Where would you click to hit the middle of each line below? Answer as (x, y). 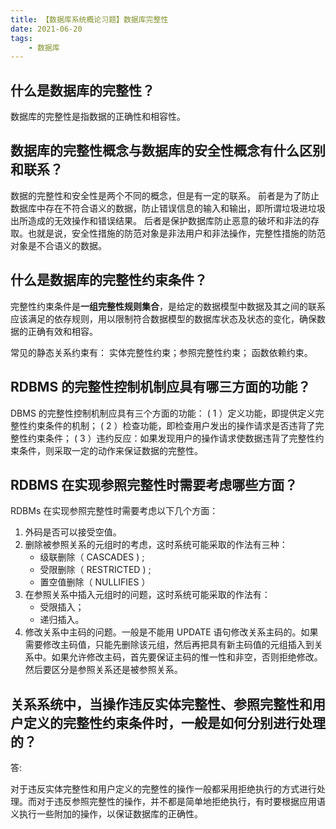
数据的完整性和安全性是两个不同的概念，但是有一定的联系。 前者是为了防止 (165, 195)
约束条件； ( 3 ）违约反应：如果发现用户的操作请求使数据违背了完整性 (171, 438)
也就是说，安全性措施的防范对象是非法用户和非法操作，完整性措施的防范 (176, 233)
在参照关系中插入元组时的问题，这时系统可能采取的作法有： (147, 595)
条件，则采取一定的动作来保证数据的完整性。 (110, 450)
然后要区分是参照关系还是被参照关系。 (103, 670)
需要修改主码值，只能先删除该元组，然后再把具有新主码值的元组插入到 (169, 645)
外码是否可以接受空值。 (73, 532)
